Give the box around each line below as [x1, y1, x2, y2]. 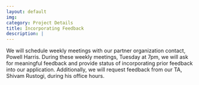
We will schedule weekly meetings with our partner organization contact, [6, 47, 186, 54]
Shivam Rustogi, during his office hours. [6, 73, 105, 80]
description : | [6, 31, 44, 37]
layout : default [6, 8, 47, 15]
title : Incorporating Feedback [6, 25, 84, 32]
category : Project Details [6, 20, 74, 26]
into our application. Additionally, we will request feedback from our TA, [6, 66, 182, 73]
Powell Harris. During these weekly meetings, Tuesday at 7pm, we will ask [6, 53, 188, 61]
